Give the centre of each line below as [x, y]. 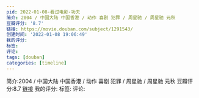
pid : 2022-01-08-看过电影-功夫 [43, 12]
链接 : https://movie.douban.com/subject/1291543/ [70, 29]
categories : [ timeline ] [37, 63]
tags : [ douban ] [26, 57]
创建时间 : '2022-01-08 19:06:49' [47, 35]
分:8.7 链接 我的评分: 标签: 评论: [46, 88]
